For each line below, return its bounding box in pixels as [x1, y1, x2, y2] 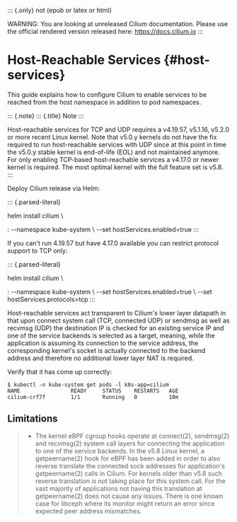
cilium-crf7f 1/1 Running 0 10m [7, 393, 179, 400]
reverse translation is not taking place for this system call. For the [35, 477, 226, 485]
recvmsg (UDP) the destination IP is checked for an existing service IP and [7, 323, 224, 332]
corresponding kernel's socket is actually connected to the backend [7, 346, 206, 354]
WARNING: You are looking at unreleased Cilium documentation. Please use [7, 20, 229, 28]
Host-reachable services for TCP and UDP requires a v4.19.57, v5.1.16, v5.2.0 [7, 125, 230, 134]
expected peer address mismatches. [35, 506, 142, 515]
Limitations [7, 413, 58, 425]
